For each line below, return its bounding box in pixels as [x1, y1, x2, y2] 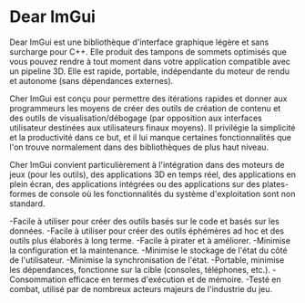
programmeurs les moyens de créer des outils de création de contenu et [9, 102, 281, 113]
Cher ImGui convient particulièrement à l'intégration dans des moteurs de [9, 159, 285, 170]
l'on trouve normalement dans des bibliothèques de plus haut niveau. [9, 141, 269, 152]
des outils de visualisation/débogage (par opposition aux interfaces [9, 112, 262, 123]
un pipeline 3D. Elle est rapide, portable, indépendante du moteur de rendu [9, 66, 290, 77]
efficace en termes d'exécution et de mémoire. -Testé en [67, 274, 281, 285]
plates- [261, 178, 290, 189]
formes [9, 188, 36, 199]
